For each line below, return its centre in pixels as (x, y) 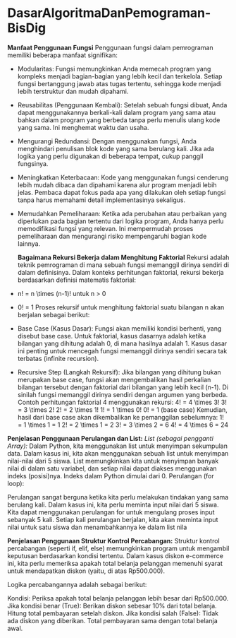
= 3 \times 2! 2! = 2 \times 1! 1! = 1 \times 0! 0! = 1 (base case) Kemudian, (122, 409)
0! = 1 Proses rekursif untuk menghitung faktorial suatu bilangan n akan (121, 307)
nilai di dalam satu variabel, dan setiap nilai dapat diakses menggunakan (112, 468)
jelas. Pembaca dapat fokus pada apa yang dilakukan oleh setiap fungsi (122, 192)
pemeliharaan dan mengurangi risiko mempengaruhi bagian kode (112, 236)
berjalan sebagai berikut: (54, 314)
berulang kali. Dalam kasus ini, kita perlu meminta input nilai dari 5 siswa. (113, 504)
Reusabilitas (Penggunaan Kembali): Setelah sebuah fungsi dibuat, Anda (122, 105)
